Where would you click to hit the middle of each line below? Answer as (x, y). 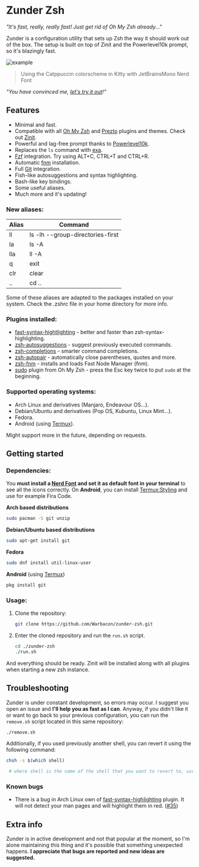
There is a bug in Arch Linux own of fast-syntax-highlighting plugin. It (99, 799)
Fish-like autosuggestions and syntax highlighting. (76, 175)
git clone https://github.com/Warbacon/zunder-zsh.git (84, 624)
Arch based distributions (38, 507)
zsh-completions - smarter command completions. (77, 351)
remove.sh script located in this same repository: (65, 721)
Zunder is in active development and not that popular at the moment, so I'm (98, 839)
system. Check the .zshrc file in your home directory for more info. (87, 304)
